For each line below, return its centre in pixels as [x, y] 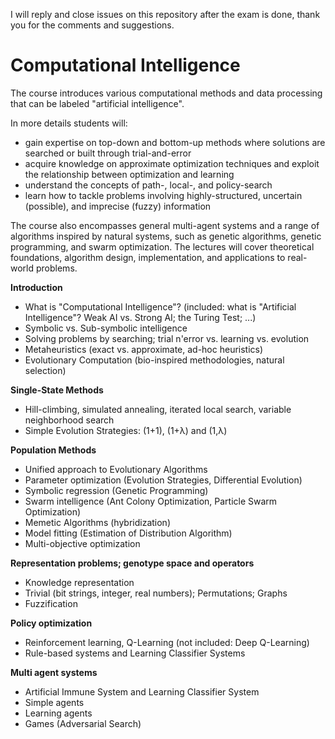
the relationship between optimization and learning [129, 174]
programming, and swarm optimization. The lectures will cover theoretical [162, 246]
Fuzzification [51, 603]
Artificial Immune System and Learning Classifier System [142, 691]
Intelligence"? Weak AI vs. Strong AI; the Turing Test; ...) [140, 317]
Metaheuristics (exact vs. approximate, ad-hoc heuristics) [144, 349]
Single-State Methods [57, 390]
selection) [45, 370]
